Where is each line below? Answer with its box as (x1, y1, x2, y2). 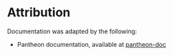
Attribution (7, 5, 71, 20)
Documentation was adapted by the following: (7, 27, 137, 35)
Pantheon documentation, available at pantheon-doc (16, 40, 166, 48)
